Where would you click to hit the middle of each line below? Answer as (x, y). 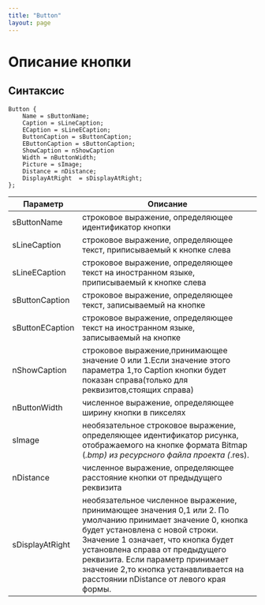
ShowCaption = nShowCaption (68, 151)
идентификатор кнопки (126, 227)
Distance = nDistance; (60, 171)
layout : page (30, 23)
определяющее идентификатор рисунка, (160, 435)
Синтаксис (36, 91)
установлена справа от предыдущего (154, 549)
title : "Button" (35, 15)
